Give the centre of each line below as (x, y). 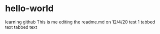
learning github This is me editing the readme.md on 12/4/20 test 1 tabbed (80, 22)
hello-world (30, 8)
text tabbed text (21, 27)
